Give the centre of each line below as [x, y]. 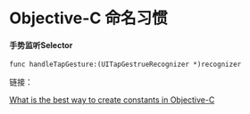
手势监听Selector [41, 45]
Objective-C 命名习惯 [88, 18]
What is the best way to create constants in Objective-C [112, 100]
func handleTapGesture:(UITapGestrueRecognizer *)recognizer [125, 65]
